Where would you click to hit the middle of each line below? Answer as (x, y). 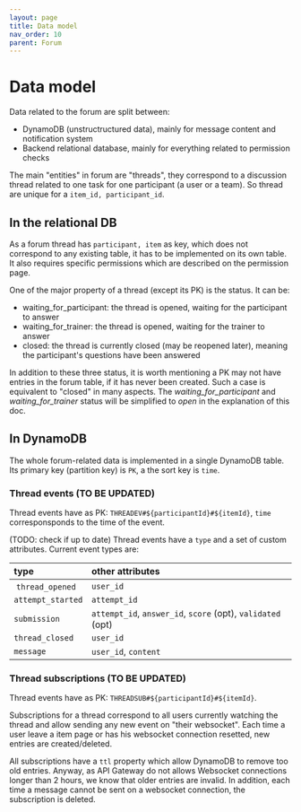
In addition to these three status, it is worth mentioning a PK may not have (146, 372)
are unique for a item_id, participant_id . (87, 195)
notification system (58, 139)
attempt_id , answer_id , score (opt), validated (186, 614)
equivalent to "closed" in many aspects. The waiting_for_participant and (142, 392)
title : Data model (43, 26)
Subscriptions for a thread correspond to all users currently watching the (144, 715)
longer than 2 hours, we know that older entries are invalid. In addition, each (150, 781)
